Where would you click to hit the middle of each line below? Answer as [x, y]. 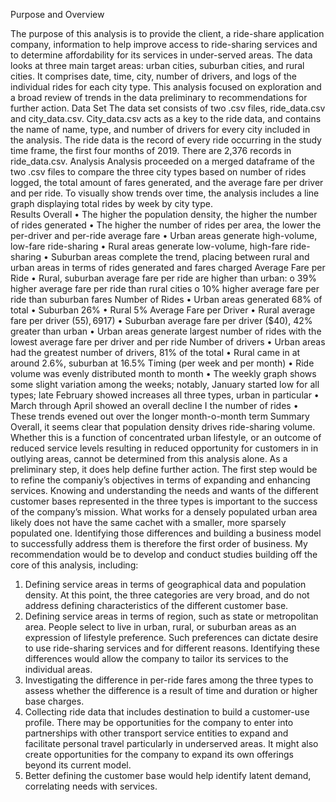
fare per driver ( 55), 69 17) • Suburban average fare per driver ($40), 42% [161, 320]
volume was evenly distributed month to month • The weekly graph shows [163, 373]
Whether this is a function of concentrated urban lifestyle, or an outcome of [166, 437]
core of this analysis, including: [74, 565]
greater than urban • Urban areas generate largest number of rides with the [166, 331]
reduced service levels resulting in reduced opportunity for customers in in [164, 448]
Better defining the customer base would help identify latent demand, [168, 775]
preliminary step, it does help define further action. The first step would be [164, 469]
